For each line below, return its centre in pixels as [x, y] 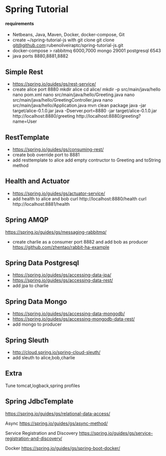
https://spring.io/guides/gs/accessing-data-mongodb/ [69, 314]
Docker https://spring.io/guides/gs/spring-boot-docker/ [63, 448]
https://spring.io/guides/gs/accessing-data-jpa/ [62, 275]
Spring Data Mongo [36, 301]
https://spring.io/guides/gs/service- [116, 433]
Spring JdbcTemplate [39, 401]
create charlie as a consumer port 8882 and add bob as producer [80, 242]
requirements [20, 23]
